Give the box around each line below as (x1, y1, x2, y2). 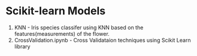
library (14, 43, 31, 50)
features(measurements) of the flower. (14, 30, 110, 37)
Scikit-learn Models (5, 4, 106, 18)
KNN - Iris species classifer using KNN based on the (14, 24, 144, 31)
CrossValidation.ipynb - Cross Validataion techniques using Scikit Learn (14, 36, 191, 43)
